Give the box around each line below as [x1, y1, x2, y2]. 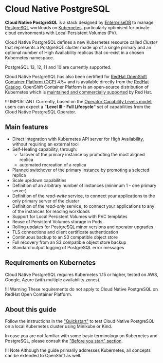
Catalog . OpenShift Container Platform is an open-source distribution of [5, 84, 149, 90]
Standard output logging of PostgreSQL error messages [12, 244, 124, 250]
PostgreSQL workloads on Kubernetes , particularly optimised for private [5, 24, 150, 30]
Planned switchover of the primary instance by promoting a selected [12, 167, 150, 173]
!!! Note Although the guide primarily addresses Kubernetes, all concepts [5, 347, 151, 353]
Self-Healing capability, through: [12, 146, 77, 152]
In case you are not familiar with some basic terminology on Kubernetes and [5, 333, 158, 339]
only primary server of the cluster [12, 198, 79, 204]
